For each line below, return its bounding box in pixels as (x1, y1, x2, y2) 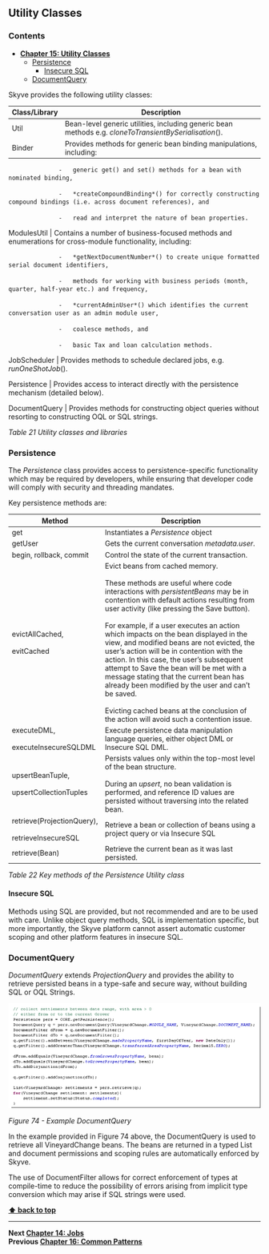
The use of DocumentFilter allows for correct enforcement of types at (8, 1173, 239, 1183)
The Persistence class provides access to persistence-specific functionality (8, 466, 259, 475)
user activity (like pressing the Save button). (105, 603, 251, 613)
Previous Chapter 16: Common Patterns (8, 1237, 143, 1247)
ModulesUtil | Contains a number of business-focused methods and (8, 228, 232, 238)
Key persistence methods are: (8, 498, 107, 508)
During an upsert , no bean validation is (105, 779, 232, 788)
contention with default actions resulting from (105, 595, 255, 604)
